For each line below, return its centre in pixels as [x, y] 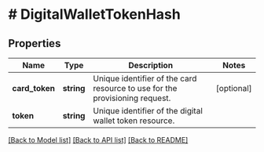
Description [151, 65]
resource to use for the [135, 88]
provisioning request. [132, 98]
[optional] [234, 88]
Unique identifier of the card [145, 78]
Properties [35, 43]
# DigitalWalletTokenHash [94, 14]
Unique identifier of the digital [148, 111]
